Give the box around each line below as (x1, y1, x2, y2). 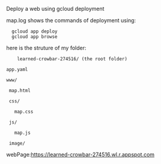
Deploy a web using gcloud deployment (6, 5, 105, 12)
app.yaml (6, 66, 28, 72)
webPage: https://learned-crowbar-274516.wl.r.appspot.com (6, 151, 155, 158)
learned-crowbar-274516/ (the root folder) (17, 56, 128, 62)
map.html (8, 87, 31, 93)
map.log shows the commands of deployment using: (6, 17, 136, 24)
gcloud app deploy (11, 28, 58, 34)
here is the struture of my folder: (6, 45, 87, 51)
